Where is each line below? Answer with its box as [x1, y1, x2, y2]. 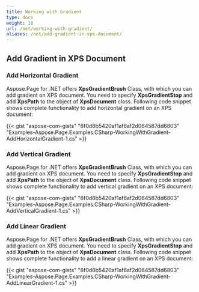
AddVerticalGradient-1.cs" [6, 207, 71, 214]
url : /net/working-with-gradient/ [6, 25, 93, 32]
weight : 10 [6, 20, 34, 26]
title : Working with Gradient [6, 8, 82, 15]
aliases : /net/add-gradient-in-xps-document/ [6, 31, 122, 37]
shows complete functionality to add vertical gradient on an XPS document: [6, 183, 194, 190]
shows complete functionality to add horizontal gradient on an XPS [6, 104, 172, 111]
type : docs [6, 14, 34, 20]
